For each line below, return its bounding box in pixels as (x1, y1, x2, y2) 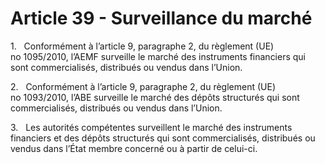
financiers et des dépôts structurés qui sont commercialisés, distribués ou (10, 132, 316, 144)
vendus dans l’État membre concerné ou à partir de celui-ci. (10, 142, 258, 154)
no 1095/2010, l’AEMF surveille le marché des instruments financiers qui (10, 50, 307, 62)
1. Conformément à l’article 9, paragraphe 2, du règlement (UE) (10, 40, 275, 52)
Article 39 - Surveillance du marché (10, 7, 313, 30)
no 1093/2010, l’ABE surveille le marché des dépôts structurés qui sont (10, 91, 300, 103)
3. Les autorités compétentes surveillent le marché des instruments (10, 121, 293, 133)
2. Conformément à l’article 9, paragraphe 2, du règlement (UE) (10, 80, 276, 92)
